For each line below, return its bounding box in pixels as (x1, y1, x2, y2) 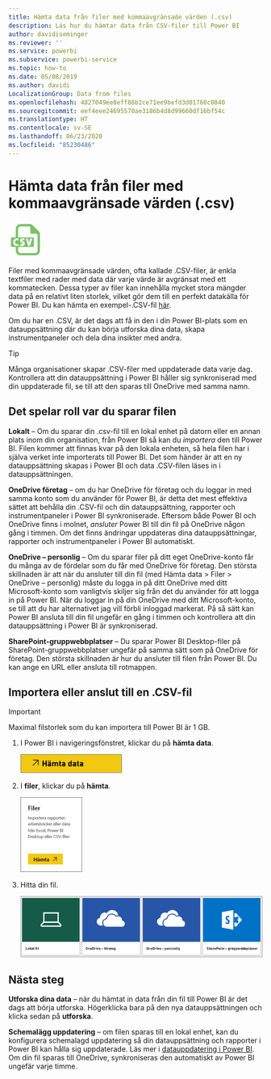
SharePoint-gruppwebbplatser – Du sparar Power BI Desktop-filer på (8, 636, 241, 646)
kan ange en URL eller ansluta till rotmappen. (8, 662, 157, 672)
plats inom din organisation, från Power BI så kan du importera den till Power (8, 435, 263, 445)
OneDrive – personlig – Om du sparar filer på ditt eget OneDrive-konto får (8, 552, 254, 562)
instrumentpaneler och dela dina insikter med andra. (8, 332, 182, 343)
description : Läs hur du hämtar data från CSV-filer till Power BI (8, 21, 240, 30)
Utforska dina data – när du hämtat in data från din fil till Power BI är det (8, 994, 248, 1004)
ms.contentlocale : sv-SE (8, 124, 92, 133)
